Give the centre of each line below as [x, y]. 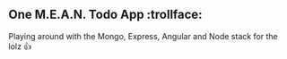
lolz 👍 [20, 46]
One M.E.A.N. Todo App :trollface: [105, 15]
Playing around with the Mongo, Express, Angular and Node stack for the [143, 36]
